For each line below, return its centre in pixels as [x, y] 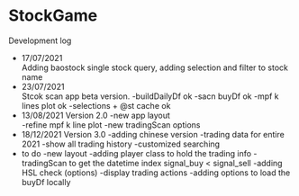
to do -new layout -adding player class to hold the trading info [136, 153]
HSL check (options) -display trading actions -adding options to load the [156, 173]
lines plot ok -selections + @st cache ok [96, 105]
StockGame [53, 16]
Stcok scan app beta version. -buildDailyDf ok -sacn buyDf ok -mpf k [150, 96]
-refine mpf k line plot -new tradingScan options [111, 125]
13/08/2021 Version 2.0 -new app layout [95, 115]
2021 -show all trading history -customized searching [121, 144]
